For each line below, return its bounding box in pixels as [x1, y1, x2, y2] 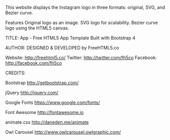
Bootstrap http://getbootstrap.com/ [5, 80, 79, 86]
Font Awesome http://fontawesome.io [5, 109, 84, 115]
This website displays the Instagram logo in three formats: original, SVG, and [5, 5, 165, 10]
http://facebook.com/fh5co [5, 60, 62, 66]
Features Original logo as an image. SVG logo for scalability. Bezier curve [5, 20, 158, 25]
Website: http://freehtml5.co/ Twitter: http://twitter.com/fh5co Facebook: [5, 54, 157, 61]
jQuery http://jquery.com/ [5, 90, 58, 96]
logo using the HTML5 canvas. [5, 25, 70, 31]
